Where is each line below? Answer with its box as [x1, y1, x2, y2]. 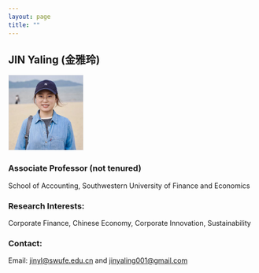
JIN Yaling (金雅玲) [8, 53, 101, 66]
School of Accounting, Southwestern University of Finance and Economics [8, 181, 250, 190]
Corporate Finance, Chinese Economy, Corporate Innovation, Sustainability [8, 218, 252, 227]
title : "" [8, 20, 41, 29]
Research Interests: [8, 201, 85, 212]
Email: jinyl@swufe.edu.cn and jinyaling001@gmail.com [8, 256, 188, 265]
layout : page [8, 13, 51, 20]
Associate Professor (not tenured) [8, 163, 142, 174]
